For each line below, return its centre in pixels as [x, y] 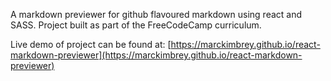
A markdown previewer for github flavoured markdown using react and [156, 14]
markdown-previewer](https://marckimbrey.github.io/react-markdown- [156, 55]
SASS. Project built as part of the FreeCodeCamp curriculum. [136, 25]
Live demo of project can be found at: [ [91, 44]
